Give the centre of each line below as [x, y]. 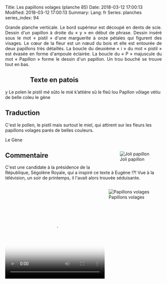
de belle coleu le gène [28, 97]
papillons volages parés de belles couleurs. [49, 130]
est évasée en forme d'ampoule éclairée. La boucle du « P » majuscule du [83, 54]
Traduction [23, 113]
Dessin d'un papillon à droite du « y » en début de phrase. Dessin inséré [83, 33]
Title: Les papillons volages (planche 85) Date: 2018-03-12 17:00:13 [74, 7]
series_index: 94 [22, 18]
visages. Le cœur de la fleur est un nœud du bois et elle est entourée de [83, 43]
